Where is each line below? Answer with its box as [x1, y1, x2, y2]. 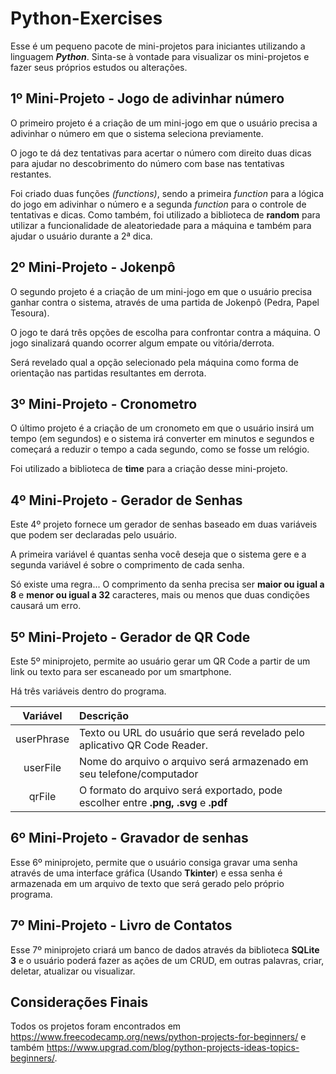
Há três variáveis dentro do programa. [10, 685, 167, 697]
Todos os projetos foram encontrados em [10, 1020, 182, 1032]
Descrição [78, 709, 130, 722]
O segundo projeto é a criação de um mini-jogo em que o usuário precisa [10, 285, 313, 297]
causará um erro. [10, 600, 82, 612]
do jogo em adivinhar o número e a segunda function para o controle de [10, 198, 307, 210]
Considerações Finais [10, 994, 149, 1011]
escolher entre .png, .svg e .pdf [78, 796, 228, 809]
